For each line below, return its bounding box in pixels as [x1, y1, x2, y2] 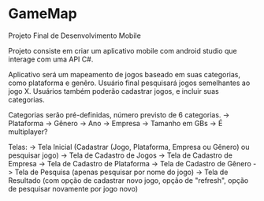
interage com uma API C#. [8, 54, 94, 64]
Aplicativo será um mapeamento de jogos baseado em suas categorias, [8, 69, 241, 79]
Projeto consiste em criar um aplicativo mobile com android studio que [8, 46, 238, 55]
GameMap [8, 5, 77, 23]
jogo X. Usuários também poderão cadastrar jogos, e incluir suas [8, 86, 219, 95]
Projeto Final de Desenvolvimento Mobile [8, 31, 142, 40]
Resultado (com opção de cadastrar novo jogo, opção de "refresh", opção [8, 175, 249, 185]
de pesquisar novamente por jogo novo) [8, 184, 138, 193]
